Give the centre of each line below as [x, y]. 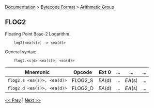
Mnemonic [37, 72]
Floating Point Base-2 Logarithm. [38, 34]
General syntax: [21, 52]
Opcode [83, 72]
